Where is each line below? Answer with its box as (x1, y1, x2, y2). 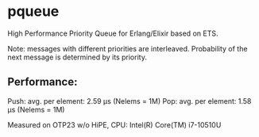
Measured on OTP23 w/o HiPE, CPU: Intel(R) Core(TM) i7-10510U (7, 120, 222, 129)
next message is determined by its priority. (7, 52, 148, 62)
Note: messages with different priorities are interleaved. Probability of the (7, 44, 248, 53)
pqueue (7, 2, 60, 21)
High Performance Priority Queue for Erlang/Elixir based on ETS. (7, 29, 218, 38)
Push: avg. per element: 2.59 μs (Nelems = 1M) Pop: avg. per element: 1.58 (7, 96, 252, 105)
